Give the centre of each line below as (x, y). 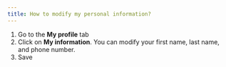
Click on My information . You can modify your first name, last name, (118, 42)
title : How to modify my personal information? (79, 14)
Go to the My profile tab (53, 34)
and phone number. (47, 49)
